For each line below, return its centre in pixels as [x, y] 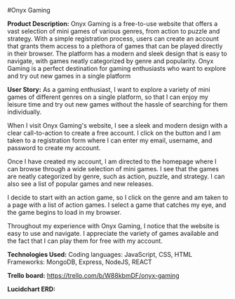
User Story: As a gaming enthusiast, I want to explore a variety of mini [109, 89]
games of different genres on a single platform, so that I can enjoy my [108, 97]
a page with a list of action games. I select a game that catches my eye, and [117, 205]
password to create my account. [54, 148]
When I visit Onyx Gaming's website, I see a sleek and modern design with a [117, 125]
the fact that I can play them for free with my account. [85, 241]
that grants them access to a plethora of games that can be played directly [115, 46]
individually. [25, 112]
